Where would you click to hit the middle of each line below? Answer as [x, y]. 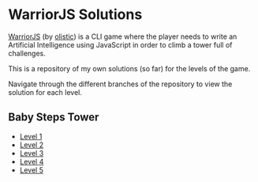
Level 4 [32, 161]
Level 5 [31, 170]
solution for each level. [45, 92]
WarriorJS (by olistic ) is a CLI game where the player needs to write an [123, 36]
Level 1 [31, 136]
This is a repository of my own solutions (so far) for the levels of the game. [129, 68]
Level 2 [32, 145]
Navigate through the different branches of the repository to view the [120, 84]
